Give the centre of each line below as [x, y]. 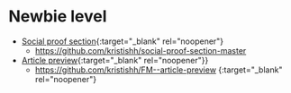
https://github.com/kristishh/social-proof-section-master [141, 50]
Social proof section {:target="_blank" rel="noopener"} [123, 41]
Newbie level [58, 17]
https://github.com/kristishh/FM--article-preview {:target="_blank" [159, 70]
